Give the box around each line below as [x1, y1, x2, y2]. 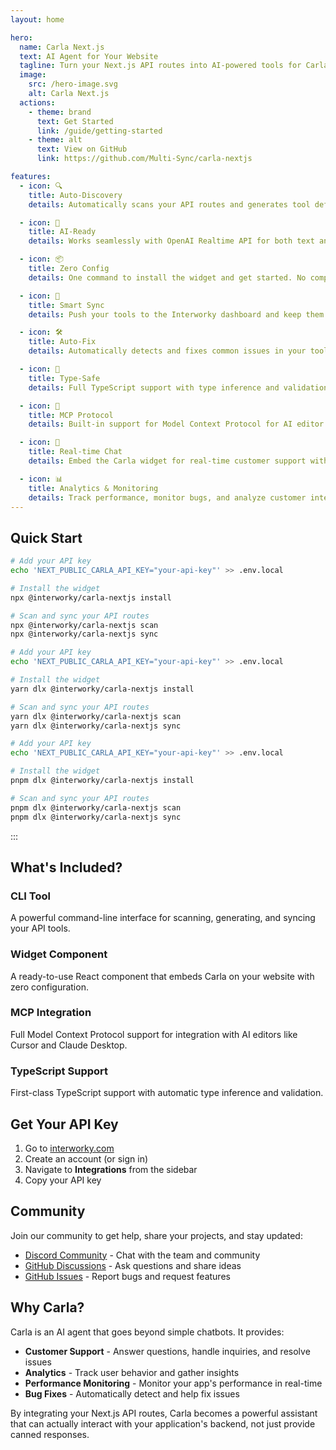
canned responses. [10, 1428, 90, 1440]
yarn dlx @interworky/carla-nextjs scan [10, 711, 182, 721]
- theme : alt [28, 135, 83, 145]
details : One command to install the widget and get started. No [28, 272, 307, 283]
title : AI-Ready [28, 227, 97, 237]
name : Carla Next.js [19, 42, 105, 52]
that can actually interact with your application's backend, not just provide [10, 1417, 316, 1430]
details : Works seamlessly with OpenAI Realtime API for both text [28, 236, 315, 246]
